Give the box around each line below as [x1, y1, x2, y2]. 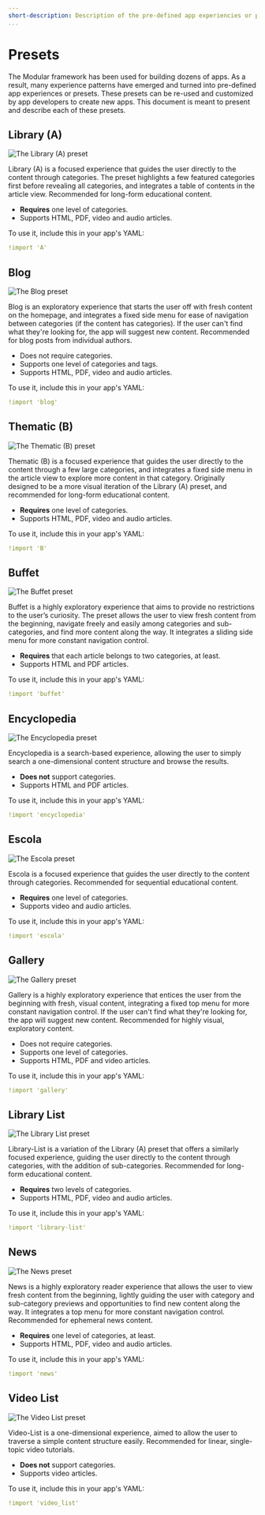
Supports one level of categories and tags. [19, 359, 159, 369]
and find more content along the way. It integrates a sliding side [46, 627, 254, 637]
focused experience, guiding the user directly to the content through [8, 1152, 231, 1162]
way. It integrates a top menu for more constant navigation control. [8, 1306, 225, 1316]
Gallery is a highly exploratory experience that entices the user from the [8, 990, 242, 999]
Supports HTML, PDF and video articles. [19, 1055, 151, 1065]
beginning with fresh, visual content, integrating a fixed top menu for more [8, 998, 250, 1008]
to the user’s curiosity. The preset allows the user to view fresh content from [8, 611, 256, 620]
